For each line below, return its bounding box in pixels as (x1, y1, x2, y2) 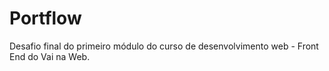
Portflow (9, 7, 82, 30)
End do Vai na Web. (9, 50, 91, 62)
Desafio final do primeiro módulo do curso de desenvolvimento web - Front (9, 40, 319, 52)
